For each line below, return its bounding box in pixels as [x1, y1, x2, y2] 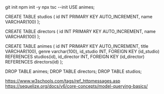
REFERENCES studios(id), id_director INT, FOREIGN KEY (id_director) [5, 54, 145, 60]
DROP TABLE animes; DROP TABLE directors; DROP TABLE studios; [5, 68, 142, 74]
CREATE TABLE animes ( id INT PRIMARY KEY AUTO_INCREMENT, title [5, 43, 149, 49]
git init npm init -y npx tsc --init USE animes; [5, 4, 95, 10]
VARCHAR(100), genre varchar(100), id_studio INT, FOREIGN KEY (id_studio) [5, 49, 160, 54]
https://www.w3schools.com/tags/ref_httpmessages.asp [5, 78, 121, 84]
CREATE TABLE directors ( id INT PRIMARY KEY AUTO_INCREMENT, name [5, 29, 156, 34]
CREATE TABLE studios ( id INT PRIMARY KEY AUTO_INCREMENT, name [5, 14, 153, 19]
